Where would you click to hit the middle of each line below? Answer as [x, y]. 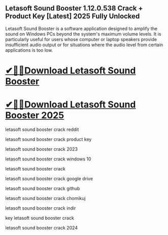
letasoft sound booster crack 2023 [41, 149]
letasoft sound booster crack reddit [42, 129]
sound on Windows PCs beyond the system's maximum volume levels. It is [83, 34]
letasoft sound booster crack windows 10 [48, 159]
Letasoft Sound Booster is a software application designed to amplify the [81, 28]
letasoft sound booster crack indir [41, 208]
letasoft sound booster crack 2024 [41, 227]
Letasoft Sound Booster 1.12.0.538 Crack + [74, 8]
